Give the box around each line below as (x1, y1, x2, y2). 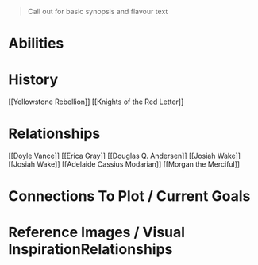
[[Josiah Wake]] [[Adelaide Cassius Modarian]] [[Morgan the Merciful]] (8, 159, 241, 169)
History (8, 71, 59, 89)
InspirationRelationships (8, 240, 173, 259)
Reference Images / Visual (8, 224, 185, 241)
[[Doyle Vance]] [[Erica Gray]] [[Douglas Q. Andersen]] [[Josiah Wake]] (8, 151, 241, 161)
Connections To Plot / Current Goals (8, 187, 251, 205)
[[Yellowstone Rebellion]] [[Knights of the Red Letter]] (8, 97, 184, 106)
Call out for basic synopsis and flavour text (27, 7, 168, 16)
